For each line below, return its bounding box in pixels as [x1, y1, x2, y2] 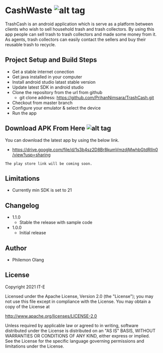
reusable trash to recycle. [5, 41, 56, 47]
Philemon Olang [12, 257, 44, 262]
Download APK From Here [5, 124, 85, 132]
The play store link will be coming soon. [5, 161, 92, 166]
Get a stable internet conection [12, 69, 74, 74]
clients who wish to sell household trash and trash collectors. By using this [5, 26, 155, 32]
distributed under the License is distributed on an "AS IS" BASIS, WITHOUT [5, 328, 156, 334]
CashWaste [5, 5, 53, 16]
